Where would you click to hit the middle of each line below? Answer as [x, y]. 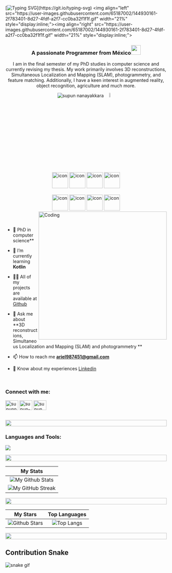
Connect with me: [28, 392]
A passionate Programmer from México [81, 53]
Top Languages [67, 514]
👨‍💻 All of [22, 277]
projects [21, 288]
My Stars [25, 514]
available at [25, 299]
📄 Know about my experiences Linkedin [54, 369]
